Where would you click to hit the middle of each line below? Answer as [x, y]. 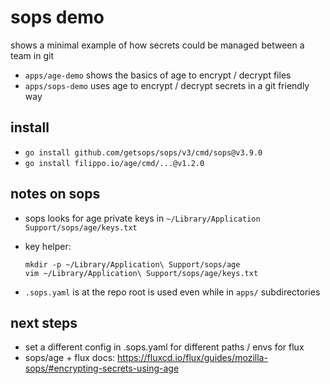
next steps [44, 322]
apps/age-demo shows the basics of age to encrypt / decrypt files [158, 75]
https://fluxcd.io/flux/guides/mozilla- [192, 358]
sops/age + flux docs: [70, 358]
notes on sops [55, 194]
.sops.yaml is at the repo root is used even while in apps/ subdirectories [172, 292]
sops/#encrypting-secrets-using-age [102, 368]
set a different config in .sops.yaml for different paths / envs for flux [164, 347]
